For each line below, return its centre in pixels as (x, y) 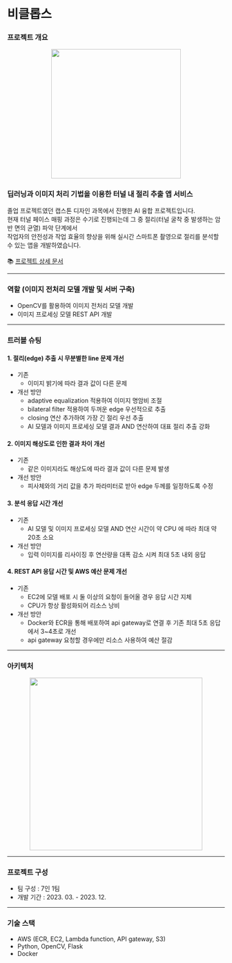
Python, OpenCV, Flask (50, 946)
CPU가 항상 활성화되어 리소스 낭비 (74, 605)
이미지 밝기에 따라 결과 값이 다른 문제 (77, 383)
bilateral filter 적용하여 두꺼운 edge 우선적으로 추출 (97, 409)
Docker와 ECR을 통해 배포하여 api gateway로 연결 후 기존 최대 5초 (118, 623)
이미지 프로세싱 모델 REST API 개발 (65, 314)
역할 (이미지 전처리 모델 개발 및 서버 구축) (71, 289)
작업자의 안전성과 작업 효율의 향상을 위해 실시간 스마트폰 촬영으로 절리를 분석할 (113, 236)
